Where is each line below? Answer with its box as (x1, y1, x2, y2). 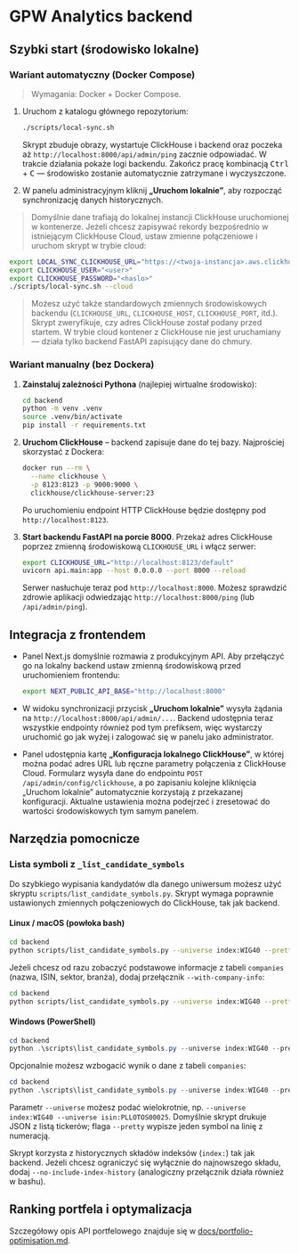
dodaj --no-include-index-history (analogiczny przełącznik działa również (9, 1167, 285, 1177)
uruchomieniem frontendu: (21, 670, 120, 681)
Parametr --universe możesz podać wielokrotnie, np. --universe (9, 1102, 246, 1113)
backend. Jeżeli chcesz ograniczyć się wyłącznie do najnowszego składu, (9, 1157, 281, 1168)
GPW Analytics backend (9, 6, 193, 27)
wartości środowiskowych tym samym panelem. (21, 805, 198, 816)
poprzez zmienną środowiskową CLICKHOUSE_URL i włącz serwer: (21, 541, 256, 552)
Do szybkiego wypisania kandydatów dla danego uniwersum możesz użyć (9, 878, 282, 889)
